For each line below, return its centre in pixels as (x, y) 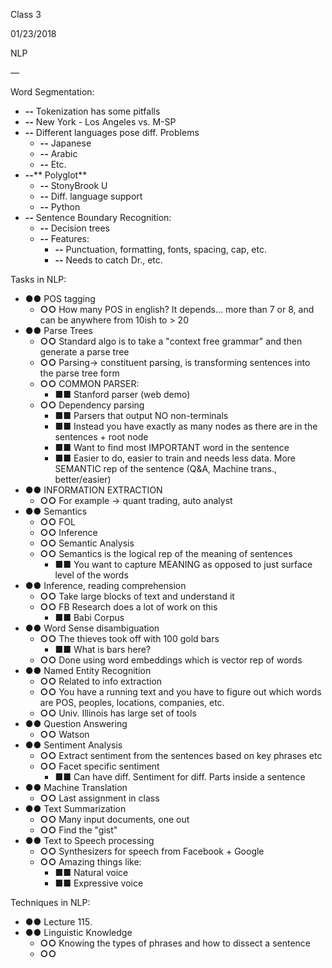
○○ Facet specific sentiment (99, 766)
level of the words (91, 575)
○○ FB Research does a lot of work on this (128, 607)
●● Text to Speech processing (89, 840)
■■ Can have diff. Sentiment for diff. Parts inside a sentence (180, 777)
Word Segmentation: (52, 92)
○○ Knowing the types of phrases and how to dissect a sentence (175, 943)
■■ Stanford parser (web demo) (122, 394)
